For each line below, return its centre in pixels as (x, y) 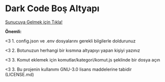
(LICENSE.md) (20, 74)
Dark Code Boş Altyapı (52, 9)
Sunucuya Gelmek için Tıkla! (34, 22)
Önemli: (13, 31)
